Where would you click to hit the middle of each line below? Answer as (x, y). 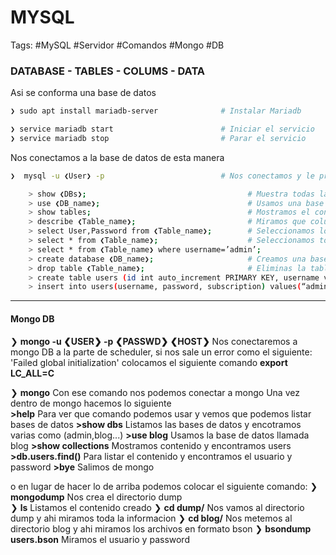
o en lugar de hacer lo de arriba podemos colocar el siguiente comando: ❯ (164, 486)
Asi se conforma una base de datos (83, 93)
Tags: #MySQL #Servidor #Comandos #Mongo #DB (117, 45)
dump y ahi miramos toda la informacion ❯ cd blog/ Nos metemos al (151, 518)
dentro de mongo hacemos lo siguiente (91, 403)
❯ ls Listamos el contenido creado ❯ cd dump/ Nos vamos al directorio (157, 507)
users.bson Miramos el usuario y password (100, 539)
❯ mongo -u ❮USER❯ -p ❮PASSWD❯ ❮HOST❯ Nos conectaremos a (154, 341)
